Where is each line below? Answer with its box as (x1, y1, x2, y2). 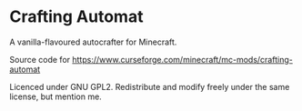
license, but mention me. (9, 91, 102, 102)
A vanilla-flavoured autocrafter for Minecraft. (9, 36, 177, 47)
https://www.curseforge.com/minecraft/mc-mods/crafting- (72, 54, 293, 65)
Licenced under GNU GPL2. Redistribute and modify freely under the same (9, 81, 290, 92)
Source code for (9, 54, 71, 65)
